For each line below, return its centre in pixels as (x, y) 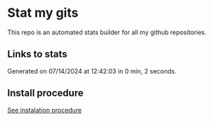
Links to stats (37, 54)
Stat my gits (43, 13)
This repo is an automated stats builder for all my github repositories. (107, 32)
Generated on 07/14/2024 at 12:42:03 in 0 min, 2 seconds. (92, 71)
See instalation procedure (45, 110)
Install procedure (45, 93)
